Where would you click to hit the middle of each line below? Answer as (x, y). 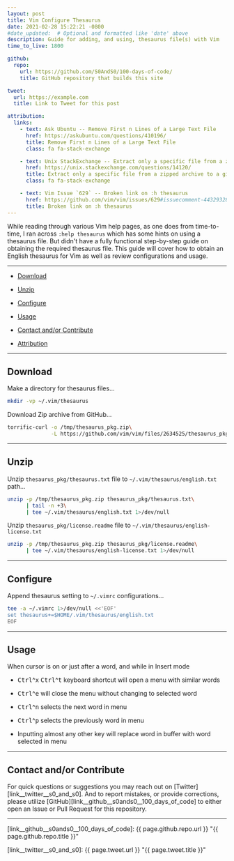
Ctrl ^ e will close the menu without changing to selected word (107, 694)
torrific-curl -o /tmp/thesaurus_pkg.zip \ (70, 427)
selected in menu (42, 741)
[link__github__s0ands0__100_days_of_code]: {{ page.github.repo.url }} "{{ (113, 829)
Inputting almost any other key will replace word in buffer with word (114, 734)
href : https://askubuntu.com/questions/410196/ (96, 136)
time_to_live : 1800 (36, 46)
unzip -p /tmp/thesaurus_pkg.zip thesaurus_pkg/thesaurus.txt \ (101, 499)
